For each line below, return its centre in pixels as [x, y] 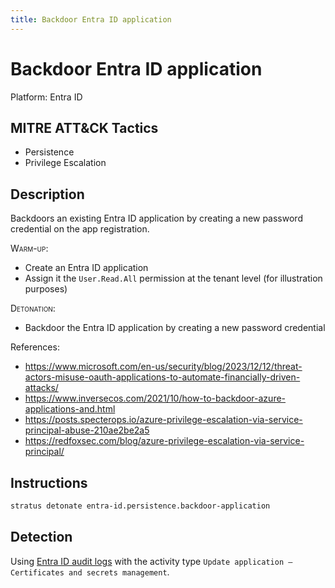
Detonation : [33, 308]
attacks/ [41, 388]
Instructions [49, 482]
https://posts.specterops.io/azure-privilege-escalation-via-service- [163, 420]
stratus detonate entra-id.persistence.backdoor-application [140, 506]
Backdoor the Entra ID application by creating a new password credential [175, 328]
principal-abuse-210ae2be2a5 [87, 430]
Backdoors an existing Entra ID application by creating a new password [156, 218]
